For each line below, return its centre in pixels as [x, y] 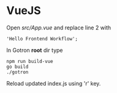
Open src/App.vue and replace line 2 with [59, 28]
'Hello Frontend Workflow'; [42, 39]
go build [17, 67]
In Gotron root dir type [35, 50]
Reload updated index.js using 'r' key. [54, 83]
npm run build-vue [30, 61]
